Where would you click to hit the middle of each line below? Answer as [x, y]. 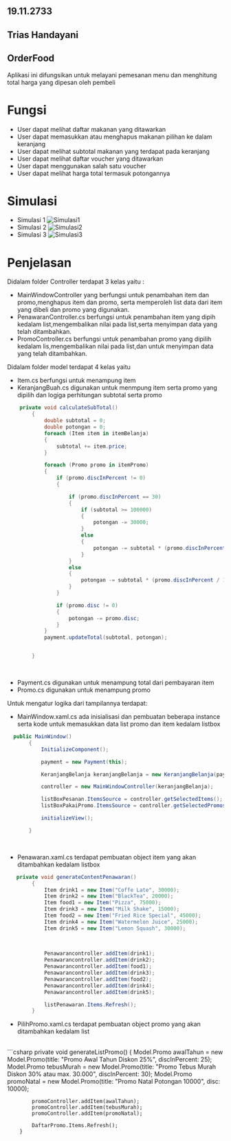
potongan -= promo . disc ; [104, 618]
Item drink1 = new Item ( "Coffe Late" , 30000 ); [112, 890]
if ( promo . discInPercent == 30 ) [115, 497]
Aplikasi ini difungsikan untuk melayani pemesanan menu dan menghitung [112, 75]
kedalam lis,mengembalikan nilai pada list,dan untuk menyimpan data [115, 346]
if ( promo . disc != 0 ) [87, 605]
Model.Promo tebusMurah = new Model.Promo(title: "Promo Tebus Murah [112, 1067]
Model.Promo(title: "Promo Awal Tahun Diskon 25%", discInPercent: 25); [110, 1060]
